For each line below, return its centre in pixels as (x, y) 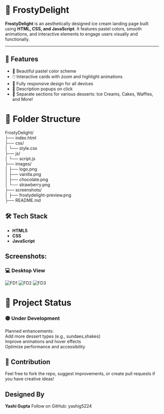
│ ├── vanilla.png (23, 174)
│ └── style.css (21, 148)
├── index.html (21, 138)
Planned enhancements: (29, 331)
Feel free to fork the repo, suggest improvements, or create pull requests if (80, 374)
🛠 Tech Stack (26, 216)
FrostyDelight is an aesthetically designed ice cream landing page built (77, 24)
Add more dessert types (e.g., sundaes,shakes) (53, 336)
